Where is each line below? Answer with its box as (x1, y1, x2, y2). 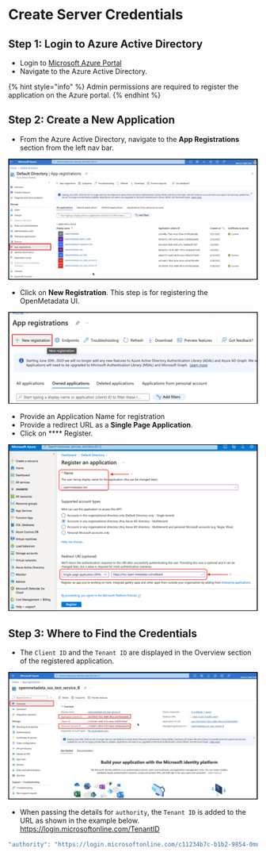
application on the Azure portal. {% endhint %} (8, 90, 161, 100)
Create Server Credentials (8, 6, 184, 24)
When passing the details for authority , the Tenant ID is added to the (19, 807, 247, 816)
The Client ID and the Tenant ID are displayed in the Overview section (19, 647, 252, 657)
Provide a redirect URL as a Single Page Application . (19, 420, 193, 430)
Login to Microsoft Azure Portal (19, 58, 123, 67)
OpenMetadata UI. (19, 296, 80, 306)
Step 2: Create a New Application (8, 113, 176, 127)
